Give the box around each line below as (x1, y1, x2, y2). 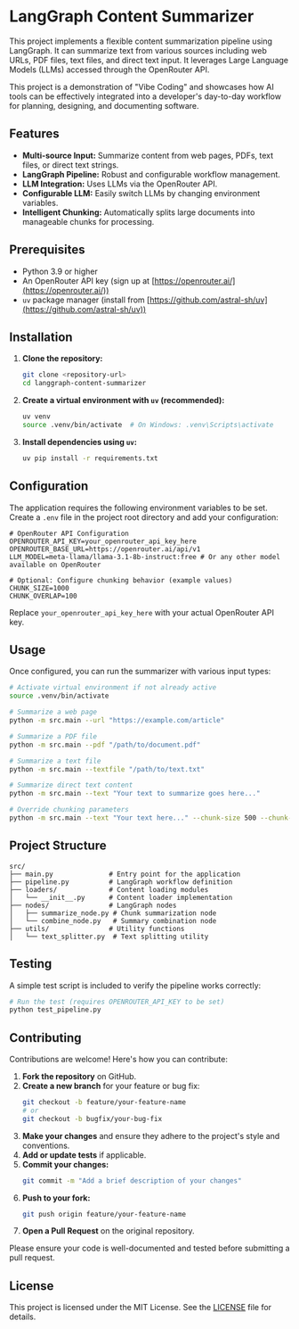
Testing (9, 956, 53, 971)
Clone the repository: (21, 353, 103, 364)
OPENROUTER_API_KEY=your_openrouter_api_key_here (9, 537, 198, 546)
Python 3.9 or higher (21, 266, 98, 277)
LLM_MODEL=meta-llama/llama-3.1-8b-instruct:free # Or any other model (9, 552, 280, 561)
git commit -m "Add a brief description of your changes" (21, 1176, 242, 1185)
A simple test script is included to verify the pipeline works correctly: (9, 979, 262, 991)
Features (9, 127, 60, 142)
